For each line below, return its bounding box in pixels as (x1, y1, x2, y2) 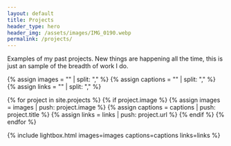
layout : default (7, 10, 54, 17)
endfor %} (7, 118, 37, 126)
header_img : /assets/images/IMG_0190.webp (7, 29, 131, 36)
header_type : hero (7, 23, 60, 30)
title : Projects (7, 17, 54, 23)
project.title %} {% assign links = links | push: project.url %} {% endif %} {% (7, 111, 225, 119)
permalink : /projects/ (7, 36, 73, 43)
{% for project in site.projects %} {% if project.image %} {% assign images (7, 96, 221, 104)
